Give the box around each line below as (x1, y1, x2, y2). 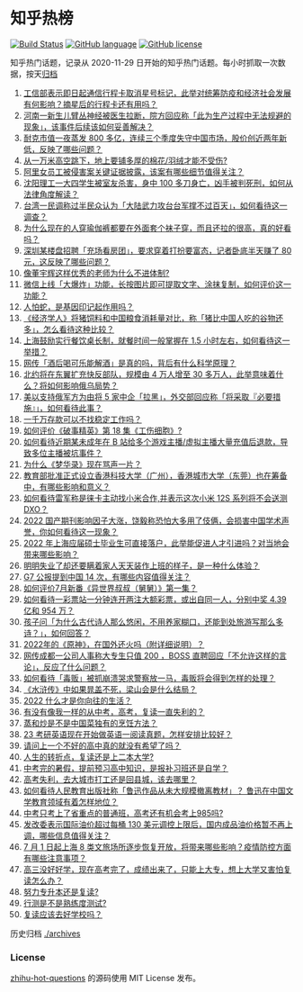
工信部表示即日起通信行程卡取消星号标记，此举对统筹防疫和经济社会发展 (22, 87, 291, 98)
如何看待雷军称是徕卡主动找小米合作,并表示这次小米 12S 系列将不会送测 (22, 492, 288, 503)
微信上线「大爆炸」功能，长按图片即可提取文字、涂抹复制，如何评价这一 (22, 278, 291, 289)
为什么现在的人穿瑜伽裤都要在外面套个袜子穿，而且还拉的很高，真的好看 (22, 222, 291, 233)
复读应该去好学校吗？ (22, 908, 102, 919)
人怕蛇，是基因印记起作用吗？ (22, 301, 134, 311)
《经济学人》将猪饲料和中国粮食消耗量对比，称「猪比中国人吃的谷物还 (22, 312, 284, 323)
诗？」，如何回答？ (22, 627, 91, 638)
